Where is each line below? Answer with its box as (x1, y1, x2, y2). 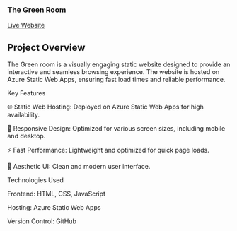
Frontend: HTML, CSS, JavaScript (7, 189, 106, 199)
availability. (7, 111, 40, 119)
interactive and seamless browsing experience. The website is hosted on (7, 68, 220, 76)
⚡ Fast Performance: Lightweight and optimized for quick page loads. (7, 146, 210, 155)
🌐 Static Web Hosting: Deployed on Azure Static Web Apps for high (7, 102, 204, 111)
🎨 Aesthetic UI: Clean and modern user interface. (7, 162, 151, 171)
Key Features (7, 89, 46, 97)
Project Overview (7, 41, 86, 54)
